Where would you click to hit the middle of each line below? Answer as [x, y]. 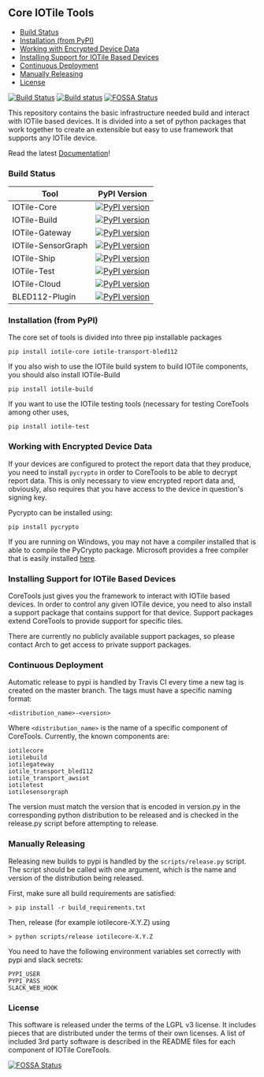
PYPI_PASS [24, 981]
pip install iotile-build [50, 389]
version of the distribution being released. [76, 878]
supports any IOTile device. [53, 138]
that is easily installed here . [52, 558]
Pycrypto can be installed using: [60, 512]
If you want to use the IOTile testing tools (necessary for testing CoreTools [129, 404]
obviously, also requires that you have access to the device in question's [126, 488]
